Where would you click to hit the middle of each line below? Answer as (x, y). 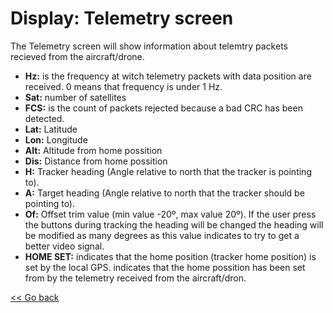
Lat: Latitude (51, 129)
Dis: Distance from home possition (96, 161)
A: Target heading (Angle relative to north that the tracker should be (164, 193)
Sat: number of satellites (75, 97)
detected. (44, 118)
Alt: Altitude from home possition (93, 150)
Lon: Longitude (56, 139)
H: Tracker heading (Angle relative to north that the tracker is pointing (168, 171)
